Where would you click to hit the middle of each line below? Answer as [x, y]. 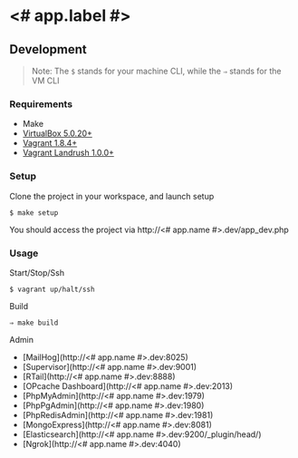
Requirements [41, 103]
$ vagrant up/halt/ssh [52, 289]
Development [48, 49]
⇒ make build [34, 323]
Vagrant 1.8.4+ [50, 143]
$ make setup [34, 213]
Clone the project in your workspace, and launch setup [112, 196]
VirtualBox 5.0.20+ [58, 133]
